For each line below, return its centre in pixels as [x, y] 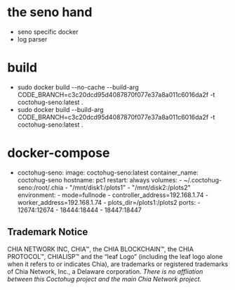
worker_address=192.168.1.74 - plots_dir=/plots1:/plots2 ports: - [109, 202]
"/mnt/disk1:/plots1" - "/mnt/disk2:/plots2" [130, 187]
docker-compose [59, 153]
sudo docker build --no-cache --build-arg [78, 87]
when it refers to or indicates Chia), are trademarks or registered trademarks [118, 264]
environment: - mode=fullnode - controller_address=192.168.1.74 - [113, 195]
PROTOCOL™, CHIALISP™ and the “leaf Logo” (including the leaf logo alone [115, 256]
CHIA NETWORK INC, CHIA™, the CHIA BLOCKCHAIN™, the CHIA [101, 249]
